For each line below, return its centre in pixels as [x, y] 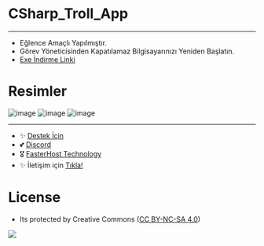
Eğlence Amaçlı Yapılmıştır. [63, 42]
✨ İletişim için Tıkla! [51, 165]
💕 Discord [35, 144]
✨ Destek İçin [42, 135]
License [35, 198]
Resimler [38, 92]
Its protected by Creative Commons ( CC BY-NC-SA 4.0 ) [110, 219]
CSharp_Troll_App [68, 14]
